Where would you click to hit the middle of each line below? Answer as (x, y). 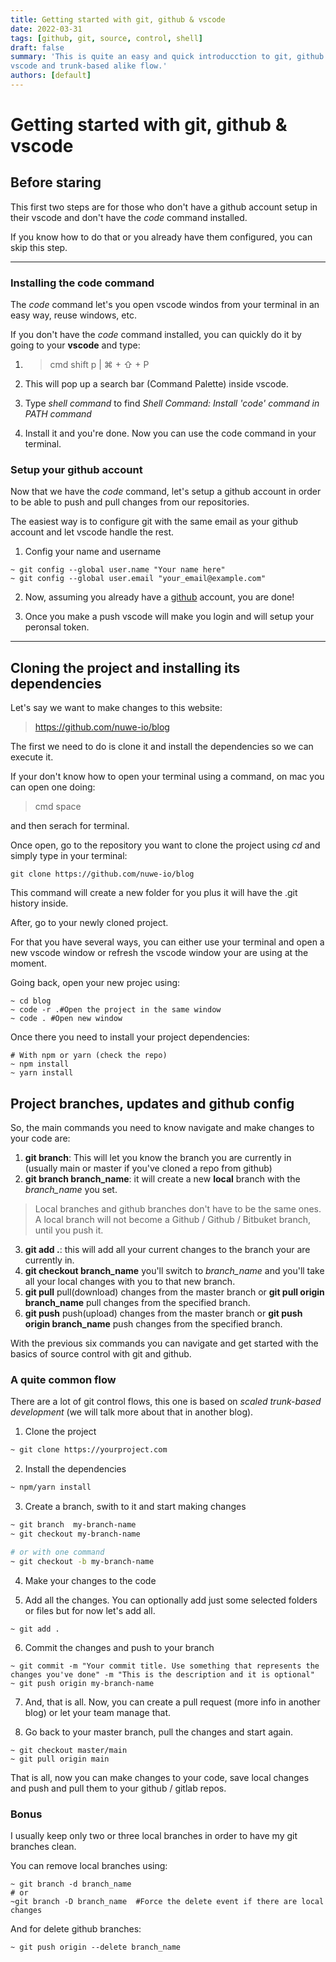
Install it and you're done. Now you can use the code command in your (170, 433)
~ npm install (40, 1064)
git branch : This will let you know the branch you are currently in (158, 1158)
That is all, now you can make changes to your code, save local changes (160, 1777)
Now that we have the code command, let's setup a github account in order (166, 492)
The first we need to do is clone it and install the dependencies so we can (162, 747)
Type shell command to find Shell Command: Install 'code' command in (172, 403)
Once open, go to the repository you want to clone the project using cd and (165, 845)
